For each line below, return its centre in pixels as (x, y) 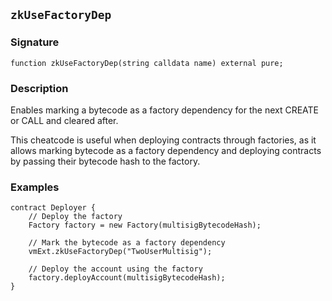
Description (39, 88)
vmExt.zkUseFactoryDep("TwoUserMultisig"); (120, 252)
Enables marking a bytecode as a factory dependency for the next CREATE (165, 110)
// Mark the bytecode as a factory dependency (127, 243)
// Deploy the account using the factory (115, 269)
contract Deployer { (53, 208)
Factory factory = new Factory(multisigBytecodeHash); (145, 225)
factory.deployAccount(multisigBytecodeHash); (127, 278)
